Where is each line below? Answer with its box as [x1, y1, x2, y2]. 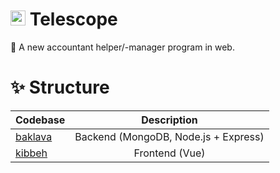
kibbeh [15, 146, 48, 160]
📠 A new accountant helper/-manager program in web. [10, 41, 235, 53]
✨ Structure [10, 76, 110, 99]
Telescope [29, 8, 118, 31]
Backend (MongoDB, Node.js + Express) [74, 129, 265, 143]
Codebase [15, 113, 66, 127]
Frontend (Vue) [133, 146, 206, 160]
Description [141, 113, 198, 127]
